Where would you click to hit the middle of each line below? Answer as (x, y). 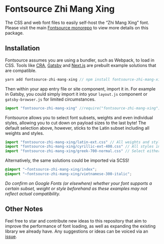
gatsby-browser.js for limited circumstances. (51, 99)
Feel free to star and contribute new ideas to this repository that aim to (76, 221)
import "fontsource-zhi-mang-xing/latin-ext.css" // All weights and (77, 142)
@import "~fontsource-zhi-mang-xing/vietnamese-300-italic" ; (69, 174)
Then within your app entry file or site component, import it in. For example (80, 89)
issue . (11, 236)
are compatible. (21, 70)
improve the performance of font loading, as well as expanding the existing (81, 226)
